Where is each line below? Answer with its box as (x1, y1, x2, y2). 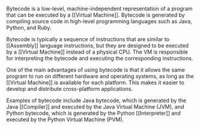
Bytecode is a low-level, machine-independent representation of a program (6, 5, 193, 12)
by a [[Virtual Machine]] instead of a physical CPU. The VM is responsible (6, 48, 188, 56)
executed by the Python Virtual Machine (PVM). (6, 116, 124, 123)
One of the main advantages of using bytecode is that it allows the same (6, 66, 185, 73)
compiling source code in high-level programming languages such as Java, (6, 18, 192, 24)
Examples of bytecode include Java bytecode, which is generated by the (6, 97, 187, 104)
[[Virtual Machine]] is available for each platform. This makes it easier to (6, 79, 184, 86)
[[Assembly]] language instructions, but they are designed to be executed (6, 42, 189, 49)
